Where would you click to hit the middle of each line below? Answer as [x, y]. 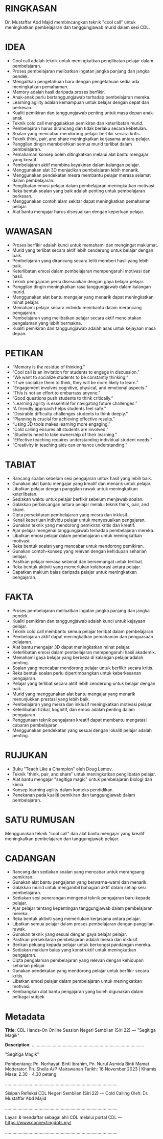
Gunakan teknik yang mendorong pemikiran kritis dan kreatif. [74, 525]
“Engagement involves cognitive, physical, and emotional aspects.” [80, 388]
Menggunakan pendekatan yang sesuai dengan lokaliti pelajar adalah [82, 730]
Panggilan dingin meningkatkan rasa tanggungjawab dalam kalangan [81, 287]
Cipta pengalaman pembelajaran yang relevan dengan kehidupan [78, 960]
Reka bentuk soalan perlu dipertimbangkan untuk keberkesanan [77, 673]
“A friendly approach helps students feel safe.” [59, 408]
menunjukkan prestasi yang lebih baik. [51, 699]
